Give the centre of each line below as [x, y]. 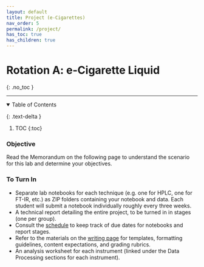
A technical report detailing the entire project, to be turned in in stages [103, 212]
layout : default [27, 12]
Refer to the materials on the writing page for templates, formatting [99, 238]
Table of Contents [34, 105]
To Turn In [22, 179]
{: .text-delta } [24, 116]
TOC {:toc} [29, 128]
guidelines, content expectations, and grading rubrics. [83, 244]
